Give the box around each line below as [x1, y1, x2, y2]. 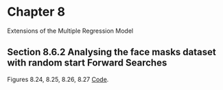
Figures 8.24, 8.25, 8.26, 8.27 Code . [7, 75, 109, 83]
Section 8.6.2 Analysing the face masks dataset [7, 46, 216, 58]
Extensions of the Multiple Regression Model [7, 27, 134, 35]
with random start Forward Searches [7, 57, 167, 69]
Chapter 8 [7, 4, 65, 20]
